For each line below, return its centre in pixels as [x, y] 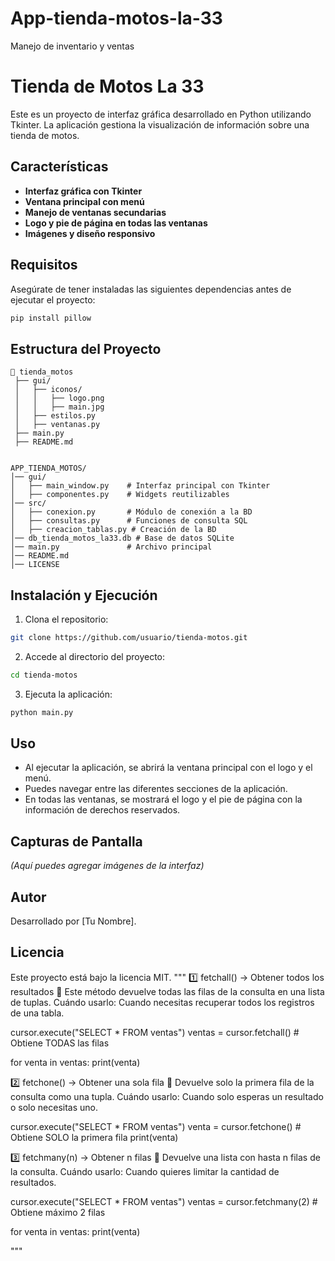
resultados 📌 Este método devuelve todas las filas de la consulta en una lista [167, 991]
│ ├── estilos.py [55, 416]
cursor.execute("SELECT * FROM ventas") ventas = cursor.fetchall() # [155, 1032]
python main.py [42, 712]
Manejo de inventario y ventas [72, 46]
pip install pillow [51, 318]
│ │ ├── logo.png [59, 398]
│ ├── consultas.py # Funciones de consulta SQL [129, 521]
